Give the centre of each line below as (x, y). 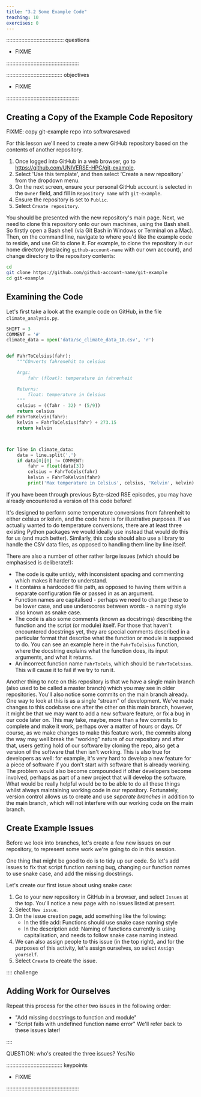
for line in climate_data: (40, 449)
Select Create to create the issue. (56, 961)
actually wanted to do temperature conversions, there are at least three (94, 525)
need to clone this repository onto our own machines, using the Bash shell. (98, 224)
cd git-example (25, 278)
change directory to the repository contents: (61, 256)
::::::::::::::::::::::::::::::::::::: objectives (48, 75)
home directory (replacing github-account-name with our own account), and (99, 249)
